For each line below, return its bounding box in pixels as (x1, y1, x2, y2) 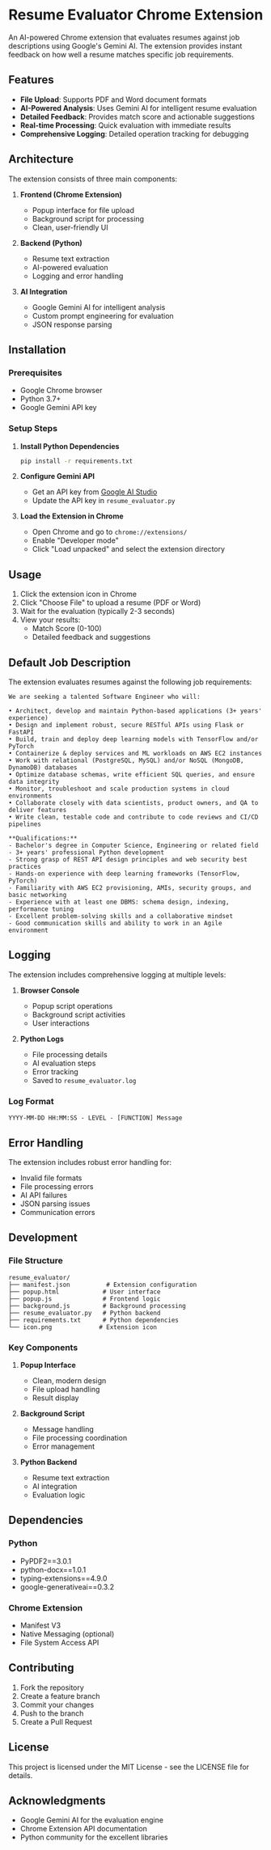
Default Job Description (8, 655, 131, 669)
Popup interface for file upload (32, 205, 135, 215)
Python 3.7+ (19, 394, 61, 404)
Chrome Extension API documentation (19, 1824, 148, 1834)
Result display (32, 1393, 79, 1403)
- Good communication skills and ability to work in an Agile (8, 920, 222, 928)
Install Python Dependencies (19, 441, 120, 451)
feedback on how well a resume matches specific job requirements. (8, 49, 235, 59)
